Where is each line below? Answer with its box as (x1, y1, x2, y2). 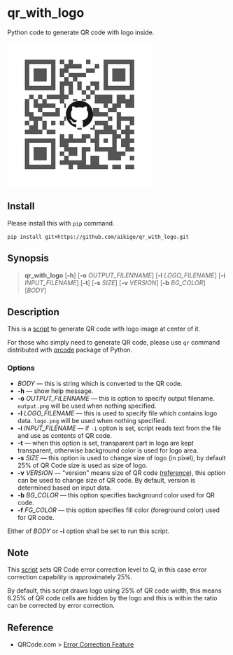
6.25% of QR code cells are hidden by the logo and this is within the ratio (7, 594, 218, 602)
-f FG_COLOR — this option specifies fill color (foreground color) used (17, 506, 220, 514)
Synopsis (7, 252, 49, 264)
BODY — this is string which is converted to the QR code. (17, 379, 183, 387)
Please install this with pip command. (7, 219, 115, 227)
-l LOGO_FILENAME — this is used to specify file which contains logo (17, 408, 218, 418)
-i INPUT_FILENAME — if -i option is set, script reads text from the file (17, 424, 222, 432)
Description (7, 306, 59, 318)
